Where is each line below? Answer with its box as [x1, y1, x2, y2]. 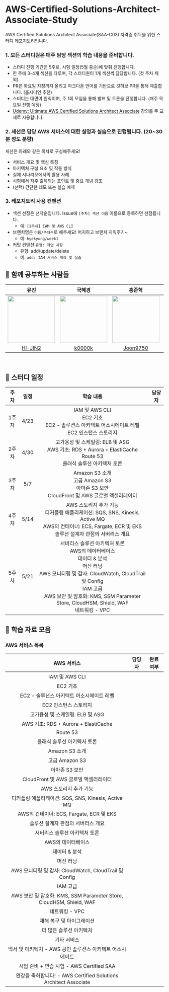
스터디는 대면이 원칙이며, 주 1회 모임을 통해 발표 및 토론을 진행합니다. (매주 [12, 96, 158, 102]
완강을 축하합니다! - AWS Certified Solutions [16, 972, 119, 979]
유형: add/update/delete [20, 248, 69, 254]
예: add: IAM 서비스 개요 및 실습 [20, 254, 81, 260]
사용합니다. [22, 114, 44, 120]
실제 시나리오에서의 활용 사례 [12, 171, 69, 177]
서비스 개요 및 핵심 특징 [12, 159, 59, 165]
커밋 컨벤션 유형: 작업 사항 [12, 242, 63, 248]
